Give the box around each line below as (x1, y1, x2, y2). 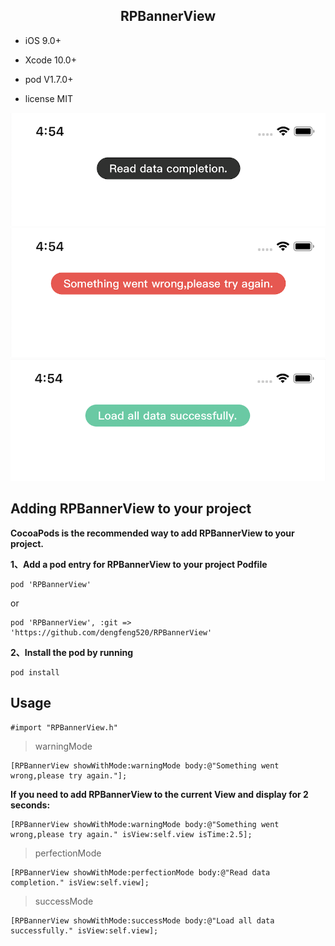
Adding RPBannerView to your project (10, 500, 252, 518)
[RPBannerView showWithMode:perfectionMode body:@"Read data (10, 867, 271, 878)
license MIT (24, 92, 73, 104)
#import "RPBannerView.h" (10, 722, 118, 733)
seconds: (10, 799, 51, 811)
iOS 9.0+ (24, 34, 62, 46)
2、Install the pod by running (10, 646, 134, 658)
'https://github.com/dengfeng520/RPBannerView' (10, 627, 213, 638)
